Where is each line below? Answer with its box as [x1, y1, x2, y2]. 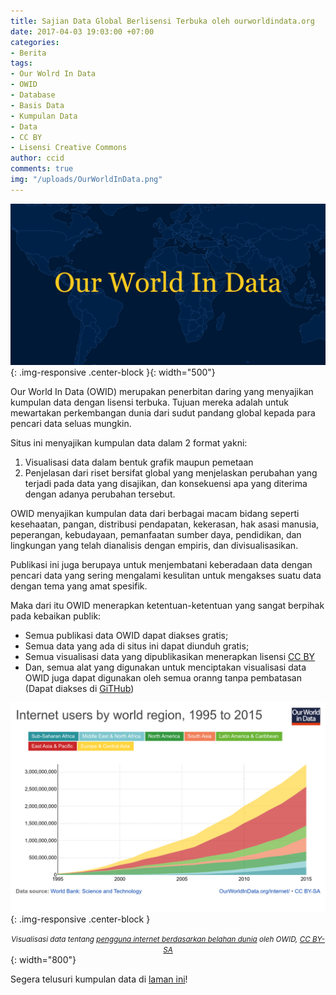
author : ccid [10, 153, 65, 164]
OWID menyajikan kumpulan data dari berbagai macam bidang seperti [10, 507, 300, 519]
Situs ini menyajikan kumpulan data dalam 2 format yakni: [10, 436, 248, 449]
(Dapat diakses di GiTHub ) [24, 682, 135, 694]
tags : [10, 58, 33, 69]
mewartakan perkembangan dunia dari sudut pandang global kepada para [10, 406, 316, 419]
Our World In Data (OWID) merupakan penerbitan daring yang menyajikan [10, 385, 314, 397]
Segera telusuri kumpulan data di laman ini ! [10, 973, 188, 985]
